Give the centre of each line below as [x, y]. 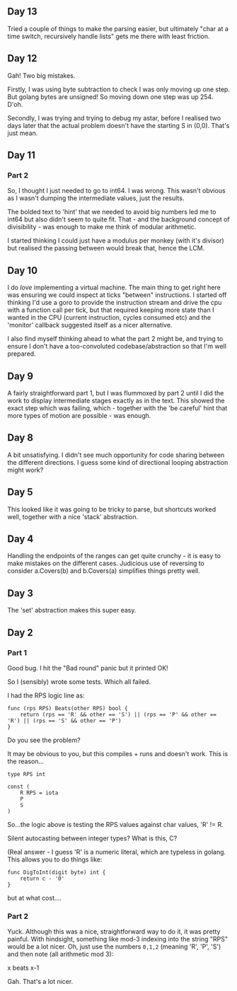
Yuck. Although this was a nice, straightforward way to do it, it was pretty [114, 932]
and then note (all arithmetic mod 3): [60, 954]
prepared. [22, 354]
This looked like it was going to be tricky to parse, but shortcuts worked [112, 509]
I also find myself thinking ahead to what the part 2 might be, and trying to [115, 339]
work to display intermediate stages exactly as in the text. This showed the [116, 400]
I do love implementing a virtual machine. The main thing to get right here [114, 288]
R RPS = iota [39, 793]
